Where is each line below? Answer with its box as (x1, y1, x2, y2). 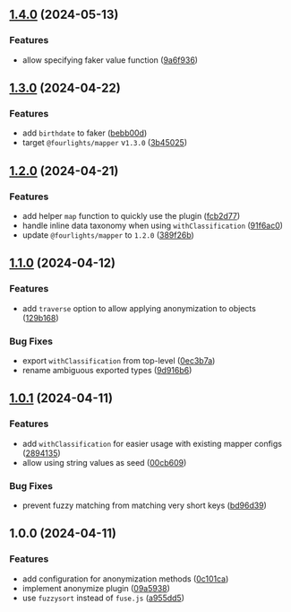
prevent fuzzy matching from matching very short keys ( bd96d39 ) (21, 500, 267, 511)
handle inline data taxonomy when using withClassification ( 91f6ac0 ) (21, 220, 284, 232)
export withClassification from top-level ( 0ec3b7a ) (21, 355, 216, 366)
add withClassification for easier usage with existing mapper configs (21, 438, 282, 449)
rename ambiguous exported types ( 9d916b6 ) (21, 365, 193, 376)
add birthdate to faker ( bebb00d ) (21, 127, 148, 138)
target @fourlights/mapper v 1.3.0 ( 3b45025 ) (21, 137, 188, 148)
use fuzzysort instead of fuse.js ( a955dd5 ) (21, 592, 185, 603)
